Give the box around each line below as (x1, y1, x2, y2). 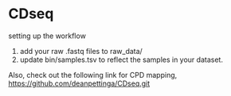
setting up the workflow (8, 31, 86, 40)
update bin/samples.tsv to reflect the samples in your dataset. (19, 55, 223, 64)
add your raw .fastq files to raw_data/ (19, 46, 143, 56)
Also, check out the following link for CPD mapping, (8, 70, 178, 79)
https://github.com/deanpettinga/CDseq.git (8, 79, 151, 88)
